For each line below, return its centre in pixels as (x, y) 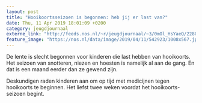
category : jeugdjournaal (37, 28)
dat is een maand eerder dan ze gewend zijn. (62, 69)
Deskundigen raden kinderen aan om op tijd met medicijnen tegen (88, 81)
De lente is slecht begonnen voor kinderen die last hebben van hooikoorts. (98, 57)
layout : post (23, 12)
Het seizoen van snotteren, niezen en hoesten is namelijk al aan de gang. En (100, 63)
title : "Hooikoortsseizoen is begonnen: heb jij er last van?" (87, 17)
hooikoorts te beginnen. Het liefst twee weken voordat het (78, 87)
